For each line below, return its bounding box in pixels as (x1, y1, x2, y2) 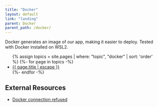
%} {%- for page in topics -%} (12, 59, 74, 65)
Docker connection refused (12, 96, 68, 102)
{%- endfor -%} (12, 69, 45, 75)
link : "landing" (5, 16, 38, 21)
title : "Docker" (5, 7, 38, 12)
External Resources (5, 83, 66, 92)
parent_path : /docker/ (5, 26, 51, 30)
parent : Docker (5, 21, 36, 26)
